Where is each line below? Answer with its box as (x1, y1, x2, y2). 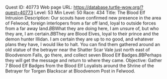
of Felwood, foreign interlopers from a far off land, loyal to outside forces (5, 20, 156, 26)
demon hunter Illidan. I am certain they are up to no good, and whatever (5, 36, 154, 42)
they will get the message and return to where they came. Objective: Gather (5, 57, 162, 63)
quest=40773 (5, 9, 34, 15)
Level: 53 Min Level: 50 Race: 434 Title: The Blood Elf (34, 9, 145, 15)
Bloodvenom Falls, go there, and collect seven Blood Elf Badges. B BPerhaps (5, 52, 162, 58)
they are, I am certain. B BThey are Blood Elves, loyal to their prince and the (5, 31, 159, 36)
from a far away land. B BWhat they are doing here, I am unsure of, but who (5, 25, 159, 31)
